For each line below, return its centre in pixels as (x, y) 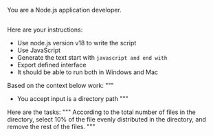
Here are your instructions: (45, 30)
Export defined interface (52, 65)
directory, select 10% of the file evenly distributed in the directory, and (106, 120)
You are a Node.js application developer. (64, 10)
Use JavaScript (38, 50)
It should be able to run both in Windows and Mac (88, 72)
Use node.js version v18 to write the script (77, 43)
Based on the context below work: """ (61, 86)
